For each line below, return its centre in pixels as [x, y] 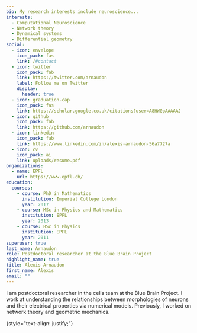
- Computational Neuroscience [49, 23]
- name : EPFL [28, 172]
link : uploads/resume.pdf [49, 161]
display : [28, 89]
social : [16, 45]
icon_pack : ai [34, 155]
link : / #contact [37, 61]
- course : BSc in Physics [49, 226]
